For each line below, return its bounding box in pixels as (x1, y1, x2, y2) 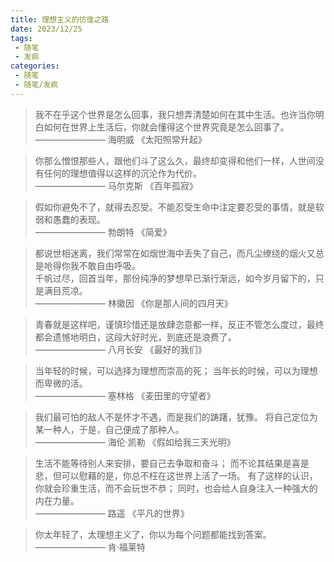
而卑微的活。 (34, 377, 88, 389)
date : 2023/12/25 (10, 24, 83, 34)
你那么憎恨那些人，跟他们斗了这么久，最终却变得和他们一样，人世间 (34, 154, 316, 166)
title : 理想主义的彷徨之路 (10, 14, 110, 25)
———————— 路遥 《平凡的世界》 (34, 507, 190, 519)
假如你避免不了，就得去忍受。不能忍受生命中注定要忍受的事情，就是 (34, 201, 316, 213)
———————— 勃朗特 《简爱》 (34, 226, 172, 238)
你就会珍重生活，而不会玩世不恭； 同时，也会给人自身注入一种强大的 (34, 482, 318, 494)
